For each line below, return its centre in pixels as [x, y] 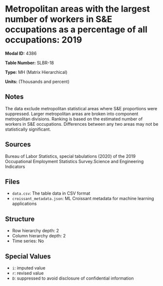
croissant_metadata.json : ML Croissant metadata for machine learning [83, 199]
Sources [18, 144]
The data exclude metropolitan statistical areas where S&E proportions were [81, 108]
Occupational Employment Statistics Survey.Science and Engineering [74, 161]
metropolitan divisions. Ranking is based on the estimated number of [74, 119]
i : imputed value [29, 268]
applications [24, 204]
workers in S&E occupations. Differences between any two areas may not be [82, 124]
